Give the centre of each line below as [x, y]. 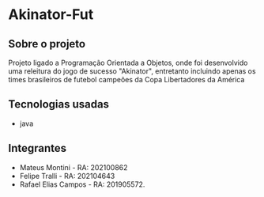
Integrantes [38, 148]
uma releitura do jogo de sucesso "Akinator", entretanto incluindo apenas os [132, 71]
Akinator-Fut [51, 15]
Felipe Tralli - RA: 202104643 [67, 176]
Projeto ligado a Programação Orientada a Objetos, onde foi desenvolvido [128, 63]
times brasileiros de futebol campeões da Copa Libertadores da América [126, 80]
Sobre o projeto [47, 44]
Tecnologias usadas [58, 104]
